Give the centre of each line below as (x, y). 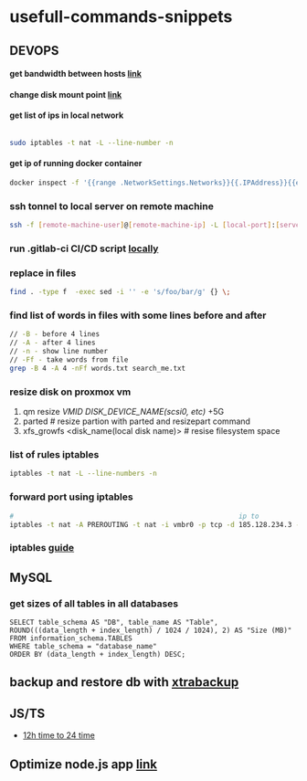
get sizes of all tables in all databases (94, 603)
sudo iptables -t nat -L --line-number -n (91, 142)
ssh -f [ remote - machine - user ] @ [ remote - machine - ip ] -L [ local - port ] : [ (145, 226)
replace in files (43, 273)
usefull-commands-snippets (121, 17)
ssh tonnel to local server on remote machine (112, 206)
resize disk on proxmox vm (70, 392)
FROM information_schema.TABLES (71, 638)
